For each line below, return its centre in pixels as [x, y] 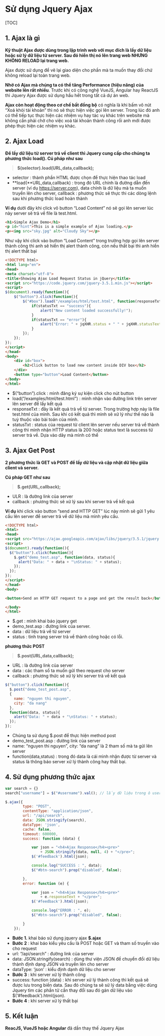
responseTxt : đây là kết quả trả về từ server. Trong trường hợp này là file [86, 409]
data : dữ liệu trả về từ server [41, 632]
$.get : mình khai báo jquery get [44, 621]
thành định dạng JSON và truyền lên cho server [60, 964]
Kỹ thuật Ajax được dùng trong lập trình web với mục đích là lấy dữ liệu [78, 50]
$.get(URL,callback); [39, 486]
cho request [24, 948]
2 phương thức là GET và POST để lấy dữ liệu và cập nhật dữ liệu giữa [77, 462]
